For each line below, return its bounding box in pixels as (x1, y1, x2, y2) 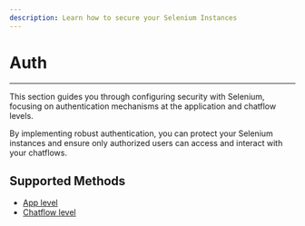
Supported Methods (9, 173, 126, 189)
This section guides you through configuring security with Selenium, (9, 91, 265, 102)
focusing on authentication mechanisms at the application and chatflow (9, 101, 277, 112)
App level (22, 197, 58, 209)
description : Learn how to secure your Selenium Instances (9, 13, 238, 23)
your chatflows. (9, 147, 68, 158)
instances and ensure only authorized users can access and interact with (9, 137, 283, 148)
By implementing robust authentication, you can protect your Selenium (9, 128, 274, 139)
